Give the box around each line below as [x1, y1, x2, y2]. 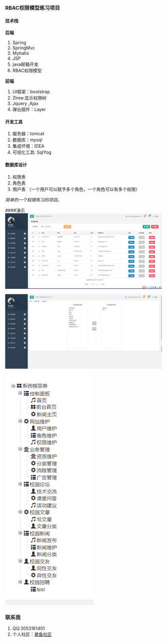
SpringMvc [12, 45, 35, 51]
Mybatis [12, 50, 29, 56]
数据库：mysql [12, 137, 43, 143]
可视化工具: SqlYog [12, 149, 52, 155]
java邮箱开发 [12, 61, 39, 68]
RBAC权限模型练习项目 [5, 4, 61, 11]
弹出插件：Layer [12, 106, 46, 112]
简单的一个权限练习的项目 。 [5, 196, 62, 202]
